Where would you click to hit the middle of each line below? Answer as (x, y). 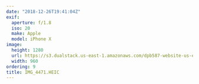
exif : (13, 17)
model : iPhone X (31, 39)
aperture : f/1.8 (31, 22)
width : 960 (25, 61)
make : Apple (26, 34)
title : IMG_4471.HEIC (33, 72)
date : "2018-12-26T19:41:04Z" (44, 12)
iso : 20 (21, 28)
